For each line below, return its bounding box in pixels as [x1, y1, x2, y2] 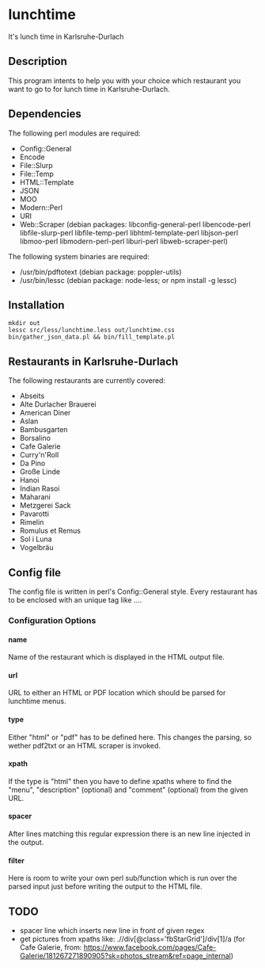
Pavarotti [19, 509, 50, 518]
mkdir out [8, 319, 41, 327]
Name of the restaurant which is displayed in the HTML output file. [8, 652, 225, 662]
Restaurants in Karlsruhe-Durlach [8, 354, 179, 368]
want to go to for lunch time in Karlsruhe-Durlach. [8, 84, 170, 94]
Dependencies [8, 107, 81, 121]
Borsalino [19, 434, 51, 443]
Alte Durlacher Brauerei [19, 400, 97, 409]
